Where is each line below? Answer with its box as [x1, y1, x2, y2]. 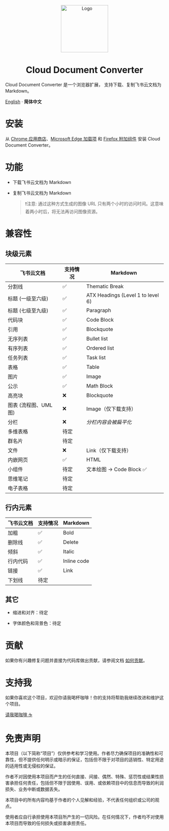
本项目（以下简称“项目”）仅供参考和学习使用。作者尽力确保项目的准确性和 [5, 750, 159, 756]
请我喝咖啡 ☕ [5, 712, 33, 718]
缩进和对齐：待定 [12, 610, 48, 616]
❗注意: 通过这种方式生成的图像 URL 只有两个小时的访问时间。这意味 [25, 201, 164, 207]
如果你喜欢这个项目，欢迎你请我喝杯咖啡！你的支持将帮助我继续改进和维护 [5, 694, 159, 700]
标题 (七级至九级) [8, 307, 49, 314]
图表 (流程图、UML [8, 401, 53, 408]
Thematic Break [86, 283, 124, 290]
